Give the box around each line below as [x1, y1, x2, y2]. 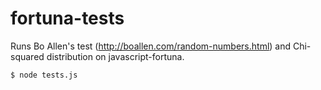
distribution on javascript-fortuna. [46, 50, 185, 62]
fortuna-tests [10, 7, 125, 30]
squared [10, 50, 45, 62]
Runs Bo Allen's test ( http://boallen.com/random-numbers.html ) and [10, 40, 292, 52]
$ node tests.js [10, 70, 78, 80]
